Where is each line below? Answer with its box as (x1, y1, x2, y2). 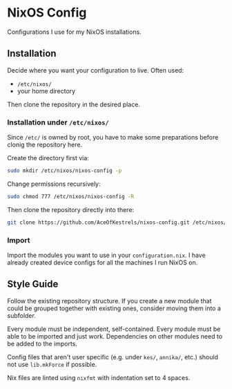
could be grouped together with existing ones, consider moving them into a (7, 304, 221, 312)
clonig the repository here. (7, 140, 83, 149)
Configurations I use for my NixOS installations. (7, 28, 142, 36)
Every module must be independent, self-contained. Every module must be (7, 325, 221, 333)
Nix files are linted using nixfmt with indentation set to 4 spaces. (7, 373, 191, 381)
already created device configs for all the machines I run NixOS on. (7, 258, 198, 267)
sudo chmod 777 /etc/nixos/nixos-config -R (7, 193, 135, 200)
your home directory (17, 86, 76, 95)
